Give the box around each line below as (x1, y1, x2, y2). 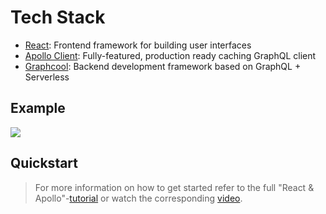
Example (10, 100, 66, 117)
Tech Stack (10, 6, 106, 29)
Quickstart (10, 155, 79, 172)
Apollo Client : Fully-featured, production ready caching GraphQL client (24, 49, 317, 61)
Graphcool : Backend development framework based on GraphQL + (24, 60, 302, 72)
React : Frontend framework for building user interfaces (24, 39, 252, 51)
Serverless (24, 71, 70, 83)
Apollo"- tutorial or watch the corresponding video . (34, 192, 243, 204)
